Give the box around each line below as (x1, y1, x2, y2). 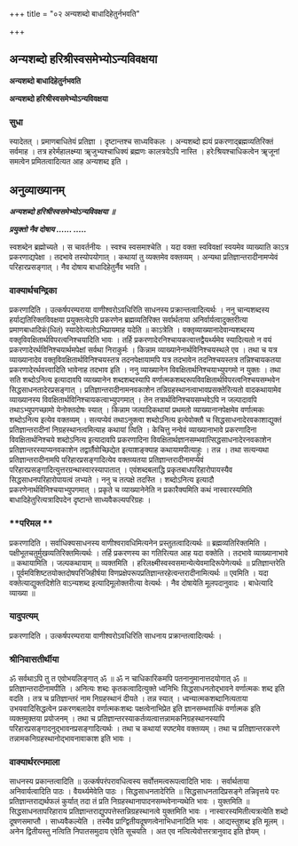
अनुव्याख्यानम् (9, 182, 65, 197)
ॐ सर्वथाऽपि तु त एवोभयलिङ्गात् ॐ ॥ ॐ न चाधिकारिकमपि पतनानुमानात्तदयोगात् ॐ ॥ (9, 674, 247, 684)
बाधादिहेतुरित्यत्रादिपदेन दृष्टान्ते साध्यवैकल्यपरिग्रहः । (9, 494, 152, 506)
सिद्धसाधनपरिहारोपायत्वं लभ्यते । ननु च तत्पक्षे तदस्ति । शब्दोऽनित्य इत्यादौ (9, 475, 215, 485)
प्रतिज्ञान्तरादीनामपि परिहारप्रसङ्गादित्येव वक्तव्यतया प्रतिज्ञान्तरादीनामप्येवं (9, 454, 204, 466)
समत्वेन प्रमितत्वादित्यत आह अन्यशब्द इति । (9, 156, 129, 167)
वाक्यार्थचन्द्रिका (9, 284, 58, 297)
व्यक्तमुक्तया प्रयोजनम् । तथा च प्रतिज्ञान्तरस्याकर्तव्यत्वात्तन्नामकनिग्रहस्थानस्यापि (9, 714, 225, 724)
